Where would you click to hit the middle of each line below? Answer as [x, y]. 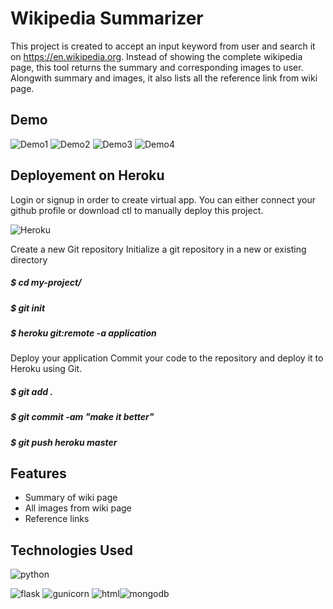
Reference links [57, 519]
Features [38, 473]
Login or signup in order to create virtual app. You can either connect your [163, 199]
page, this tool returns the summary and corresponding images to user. [157, 67]
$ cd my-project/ [46, 283]
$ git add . [32, 391]
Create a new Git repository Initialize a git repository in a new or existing [158, 249]
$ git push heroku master [64, 442]
